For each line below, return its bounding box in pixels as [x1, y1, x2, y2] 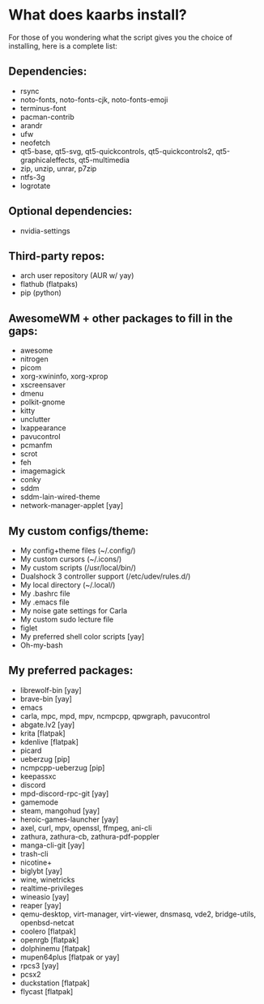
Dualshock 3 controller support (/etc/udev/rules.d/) [19, 571, 191, 581]
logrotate [19, 181, 51, 190]
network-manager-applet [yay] [19, 501, 124, 511]
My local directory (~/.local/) [19, 580, 116, 589]
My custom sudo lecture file [19, 614, 114, 624]
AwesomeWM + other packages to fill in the [8, 311, 233, 325]
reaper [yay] [19, 900, 62, 910]
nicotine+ [19, 857, 53, 867]
